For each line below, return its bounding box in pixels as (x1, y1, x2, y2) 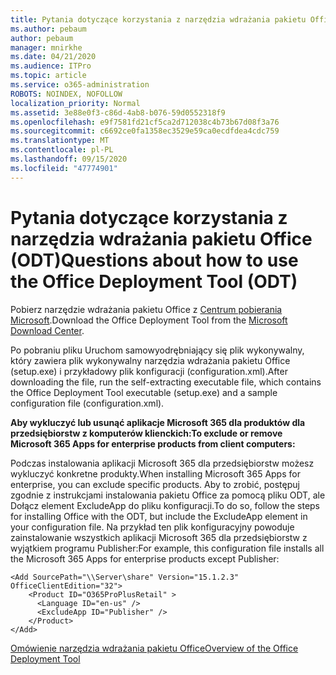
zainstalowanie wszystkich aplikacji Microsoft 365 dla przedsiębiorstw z (10, 531, 308, 543)
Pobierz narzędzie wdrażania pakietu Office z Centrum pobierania (10, 303, 283, 315)
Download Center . (10, 324, 85, 336)
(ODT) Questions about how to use (10, 249, 299, 271)
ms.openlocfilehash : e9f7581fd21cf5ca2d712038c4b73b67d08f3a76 (10, 117, 280, 127)
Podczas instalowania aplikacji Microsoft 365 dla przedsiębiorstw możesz (10, 457, 315, 469)
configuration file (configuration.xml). (10, 397, 165, 409)
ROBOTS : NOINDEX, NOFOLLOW (10, 89, 123, 99)
